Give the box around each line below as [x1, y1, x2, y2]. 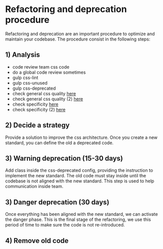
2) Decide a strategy [5, 121, 70, 130]
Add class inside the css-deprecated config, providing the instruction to [5, 167, 153, 173]
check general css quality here [12, 90, 76, 96]
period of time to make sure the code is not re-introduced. [5, 222, 125, 228]
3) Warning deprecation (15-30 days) [5, 154, 123, 162]
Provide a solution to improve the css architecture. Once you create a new [5, 134, 158, 140]
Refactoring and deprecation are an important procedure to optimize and [5, 31, 155, 37]
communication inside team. [5, 183, 63, 189]
